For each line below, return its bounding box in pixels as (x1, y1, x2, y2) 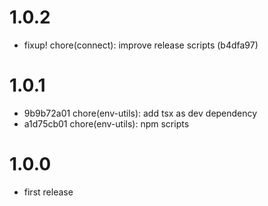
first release (23, 186, 74, 198)
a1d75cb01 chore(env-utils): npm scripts (23, 117, 190, 130)
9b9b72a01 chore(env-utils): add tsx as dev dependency (23, 107, 258, 119)
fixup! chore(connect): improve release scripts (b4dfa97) (23, 39, 259, 51)
